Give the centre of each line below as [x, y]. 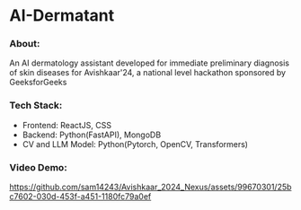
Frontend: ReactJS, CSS [67, 125]
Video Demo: [38, 167]
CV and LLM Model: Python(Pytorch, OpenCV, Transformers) [135, 144]
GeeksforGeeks [38, 83]
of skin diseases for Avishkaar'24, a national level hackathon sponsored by [147, 73]
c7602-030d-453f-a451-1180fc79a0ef [80, 197]
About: [25, 44]
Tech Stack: [36, 106]
